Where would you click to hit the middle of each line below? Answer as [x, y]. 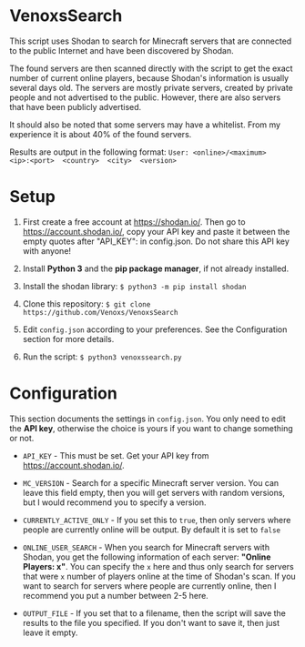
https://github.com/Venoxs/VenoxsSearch [100, 312]
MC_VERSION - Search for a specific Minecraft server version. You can [151, 482]
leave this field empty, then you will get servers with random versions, [153, 492]
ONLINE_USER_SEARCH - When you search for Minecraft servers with [146, 547]
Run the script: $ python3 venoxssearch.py [102, 357]
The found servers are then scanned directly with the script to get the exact [151, 68]
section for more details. [68, 339]
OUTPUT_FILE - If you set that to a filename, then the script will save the [154, 613]
